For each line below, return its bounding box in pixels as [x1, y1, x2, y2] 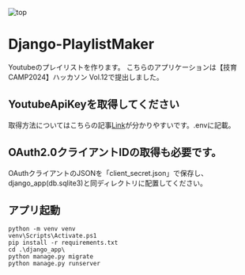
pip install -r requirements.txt [8, 239, 119, 247]
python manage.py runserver [8, 260, 101, 268]
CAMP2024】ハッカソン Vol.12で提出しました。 [8, 72, 164, 82]
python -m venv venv [8, 225, 77, 233]
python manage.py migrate [8, 253, 93, 261]
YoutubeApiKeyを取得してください [8, 97, 180, 111]
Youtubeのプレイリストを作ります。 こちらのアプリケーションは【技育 [8, 62, 237, 71]
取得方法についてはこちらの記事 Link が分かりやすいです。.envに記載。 [8, 120, 236, 130]
